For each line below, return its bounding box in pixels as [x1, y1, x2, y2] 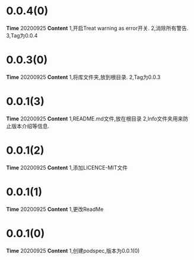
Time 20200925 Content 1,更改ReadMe [6, 205, 104, 213]
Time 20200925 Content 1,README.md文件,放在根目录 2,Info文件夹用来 [6, 115, 183, 122]
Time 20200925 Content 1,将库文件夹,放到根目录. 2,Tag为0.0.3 [6, 73, 161, 81]
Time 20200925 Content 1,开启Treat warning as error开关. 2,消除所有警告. [6, 24, 189, 31]
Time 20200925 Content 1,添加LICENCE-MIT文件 [6, 164, 128, 171]
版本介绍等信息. [11, 122, 50, 129]
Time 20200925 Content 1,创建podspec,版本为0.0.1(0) [6, 247, 140, 254]
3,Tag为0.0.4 [6, 31, 38, 39]
